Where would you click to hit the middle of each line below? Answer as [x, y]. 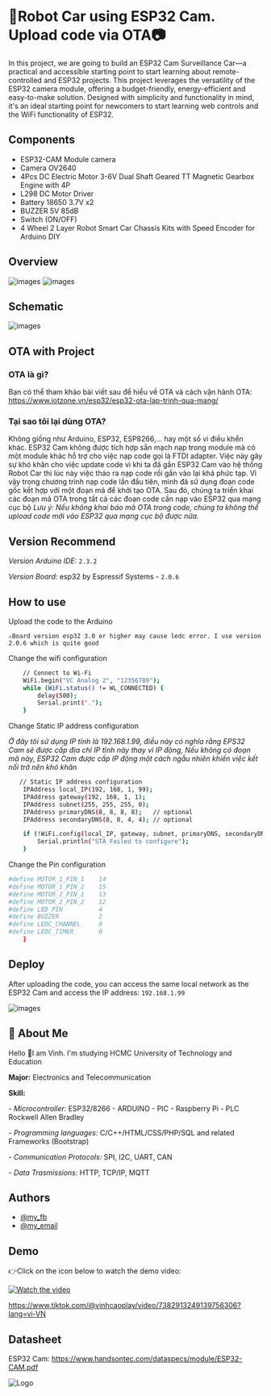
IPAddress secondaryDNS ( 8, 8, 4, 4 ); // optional [108, 819]
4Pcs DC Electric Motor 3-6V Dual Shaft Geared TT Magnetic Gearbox [137, 176]
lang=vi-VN [27, 1314]
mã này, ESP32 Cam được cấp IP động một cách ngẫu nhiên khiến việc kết [133, 759]
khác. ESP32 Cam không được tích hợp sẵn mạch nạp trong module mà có [132, 448]
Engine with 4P [45, 185]
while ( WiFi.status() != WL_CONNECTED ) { [93, 688]
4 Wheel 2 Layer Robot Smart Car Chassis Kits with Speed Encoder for [138, 228]
